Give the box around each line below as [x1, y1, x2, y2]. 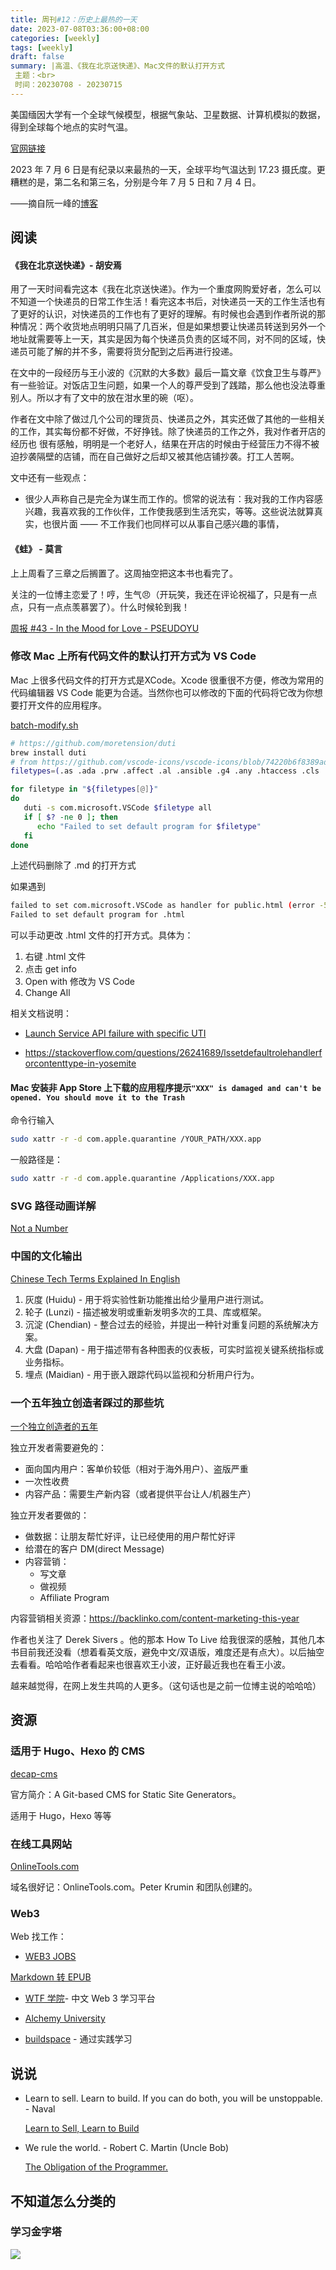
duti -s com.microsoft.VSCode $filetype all [23, 803, 213, 813]
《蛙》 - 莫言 [10, 542, 63, 555]
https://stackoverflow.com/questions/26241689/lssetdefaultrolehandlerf [24, 1047, 323, 1059]
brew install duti [10, 747, 87, 758]
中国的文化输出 [10, 1249, 83, 1263]
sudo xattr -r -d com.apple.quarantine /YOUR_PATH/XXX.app [10, 1134, 262, 1145]
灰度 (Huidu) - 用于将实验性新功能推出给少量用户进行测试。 [24, 1293, 270, 1305]
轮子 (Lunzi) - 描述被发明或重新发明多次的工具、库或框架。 [24, 1306, 267, 1318]
